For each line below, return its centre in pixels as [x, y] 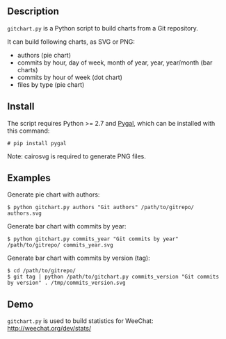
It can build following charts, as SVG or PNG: [71, 42]
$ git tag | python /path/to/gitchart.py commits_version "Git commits [113, 277]
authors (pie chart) [44, 55]
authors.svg [24, 214]
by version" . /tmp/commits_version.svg [67, 283]
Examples [29, 178]
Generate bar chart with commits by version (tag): [79, 258]
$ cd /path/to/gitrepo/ [42, 271]
